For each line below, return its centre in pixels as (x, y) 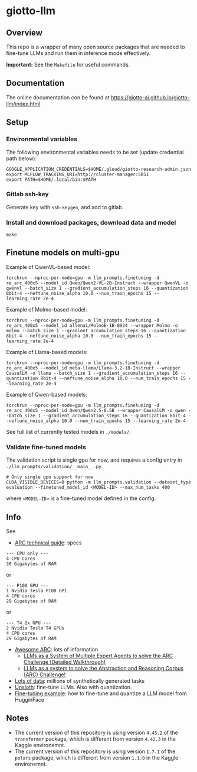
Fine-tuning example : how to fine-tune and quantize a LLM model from (101, 693)
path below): (22, 158)
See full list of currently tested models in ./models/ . (69, 432)
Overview (24, 33)
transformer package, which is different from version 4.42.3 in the (95, 739)
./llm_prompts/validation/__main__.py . (55, 466)
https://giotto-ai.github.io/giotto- (150, 97)
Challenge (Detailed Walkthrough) (65, 662)
